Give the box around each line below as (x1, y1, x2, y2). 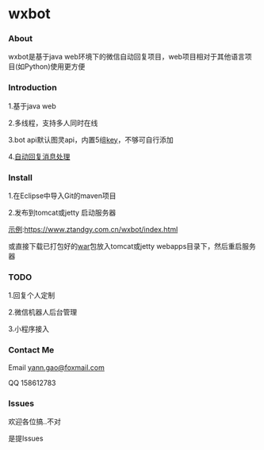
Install (8, 172, 33, 183)
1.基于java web (8, 101, 57, 111)
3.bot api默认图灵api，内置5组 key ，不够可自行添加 (8, 135, 174, 144)
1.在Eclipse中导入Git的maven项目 (8, 191, 117, 200)
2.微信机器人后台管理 (8, 307, 78, 317)
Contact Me (8, 345, 55, 356)
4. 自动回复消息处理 (8, 151, 71, 161)
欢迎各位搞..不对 (8, 417, 62, 426)
